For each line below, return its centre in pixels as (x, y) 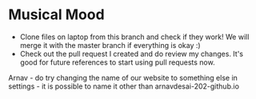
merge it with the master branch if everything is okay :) (110, 45)
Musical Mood (57, 15)
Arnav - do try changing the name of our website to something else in (123, 77)
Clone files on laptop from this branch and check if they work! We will (134, 37)
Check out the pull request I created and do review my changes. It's (132, 53)
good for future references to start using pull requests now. (117, 62)
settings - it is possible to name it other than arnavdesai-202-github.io (124, 86)
